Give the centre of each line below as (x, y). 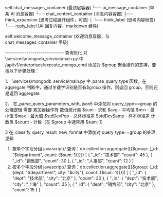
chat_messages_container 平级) (37, 42)
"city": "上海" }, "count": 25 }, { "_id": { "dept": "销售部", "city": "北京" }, (84, 184)
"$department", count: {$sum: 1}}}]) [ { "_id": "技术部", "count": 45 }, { (82, 155)
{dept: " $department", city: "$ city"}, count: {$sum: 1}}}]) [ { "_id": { (79, 172)
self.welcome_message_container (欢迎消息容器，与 (57, 36)
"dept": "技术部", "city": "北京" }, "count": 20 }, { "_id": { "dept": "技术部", (85, 178)
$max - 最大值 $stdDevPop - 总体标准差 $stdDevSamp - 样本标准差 (82, 116)
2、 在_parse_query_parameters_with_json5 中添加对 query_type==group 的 (81, 104)
